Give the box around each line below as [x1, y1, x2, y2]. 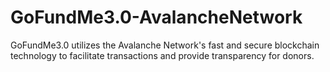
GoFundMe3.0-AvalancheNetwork [10, 6, 303, 29]
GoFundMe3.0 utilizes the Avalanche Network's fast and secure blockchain [10, 39, 320, 51]
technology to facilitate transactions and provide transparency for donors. [10, 49, 315, 61]
